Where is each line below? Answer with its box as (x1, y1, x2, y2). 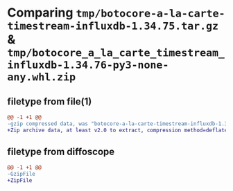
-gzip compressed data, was (7, 120, 89, 127)
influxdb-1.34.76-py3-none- (7, 59, 169, 72)
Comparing (7, 5, 74, 21)
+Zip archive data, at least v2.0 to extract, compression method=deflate (7, 127, 228, 134)
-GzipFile (7, 171, 36, 178)
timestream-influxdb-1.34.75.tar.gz (7, 19, 219, 33)
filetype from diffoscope (7, 146, 115, 158)
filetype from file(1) (7, 95, 92, 107)
